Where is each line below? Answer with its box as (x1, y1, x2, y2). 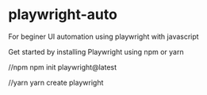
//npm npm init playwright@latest (8, 62, 117, 72)
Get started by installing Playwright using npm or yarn (8, 47, 184, 56)
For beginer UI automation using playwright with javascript (8, 32, 200, 41)
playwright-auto (8, 6, 117, 24)
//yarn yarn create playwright (8, 78, 104, 87)
